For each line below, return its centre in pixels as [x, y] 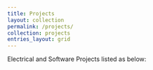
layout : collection [36, 20]
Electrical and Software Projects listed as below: [77, 59]
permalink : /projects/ [40, 26]
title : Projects [31, 14]
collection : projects [39, 33]
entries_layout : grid [39, 40]
